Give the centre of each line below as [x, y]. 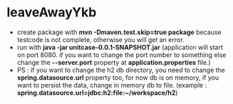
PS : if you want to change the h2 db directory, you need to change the [121, 70]
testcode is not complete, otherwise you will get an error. [100, 39]
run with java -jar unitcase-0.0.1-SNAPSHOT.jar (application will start [120, 47]
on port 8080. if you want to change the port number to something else [121, 55]
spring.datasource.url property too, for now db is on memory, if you [118, 77]
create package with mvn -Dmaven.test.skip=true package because [119, 32]
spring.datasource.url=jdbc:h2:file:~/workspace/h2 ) [97, 93]
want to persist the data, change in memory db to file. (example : [112, 85]
